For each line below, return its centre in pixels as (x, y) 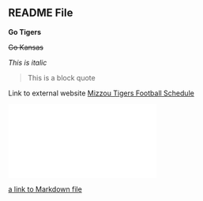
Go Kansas (26, 47)
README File (41, 13)
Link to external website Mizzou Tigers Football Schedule (101, 93)
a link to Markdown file (45, 189)
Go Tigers (25, 32)
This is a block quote (62, 77)
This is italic (28, 62)
